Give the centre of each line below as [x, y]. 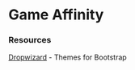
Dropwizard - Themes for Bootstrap [67, 57]
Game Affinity [56, 15]
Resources [30, 40]
